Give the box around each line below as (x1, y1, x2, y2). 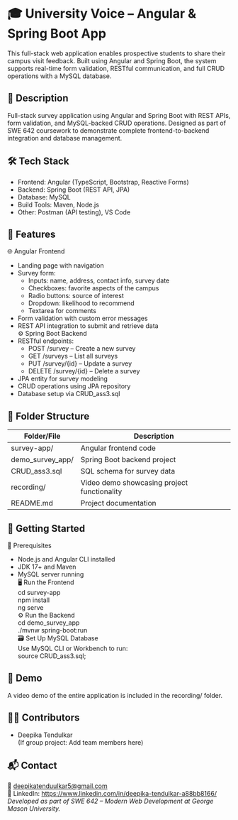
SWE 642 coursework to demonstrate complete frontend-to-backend (7, 126, 210, 135)
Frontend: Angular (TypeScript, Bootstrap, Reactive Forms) (17, 177, 189, 186)
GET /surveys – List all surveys (28, 352, 118, 361)
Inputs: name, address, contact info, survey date (28, 276, 170, 285)
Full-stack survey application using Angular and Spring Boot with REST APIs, (7, 111, 231, 119)
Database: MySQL (17, 192, 71, 201)
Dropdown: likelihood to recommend (28, 299, 135, 307)
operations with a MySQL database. (7, 72, 112, 80)
